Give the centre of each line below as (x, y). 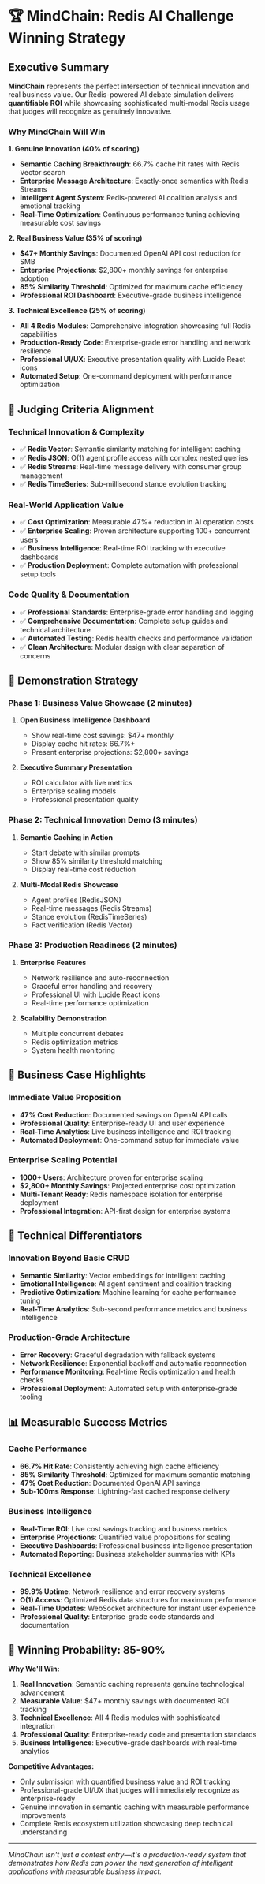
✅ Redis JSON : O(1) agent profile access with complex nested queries (134, 457)
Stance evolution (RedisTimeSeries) (89, 916)
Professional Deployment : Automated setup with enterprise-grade (129, 1388)
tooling (31, 1397)
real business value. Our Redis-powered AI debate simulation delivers (121, 95)
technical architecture (55, 629)
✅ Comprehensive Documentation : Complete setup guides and (124, 621)
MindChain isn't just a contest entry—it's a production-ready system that (127, 1854)
